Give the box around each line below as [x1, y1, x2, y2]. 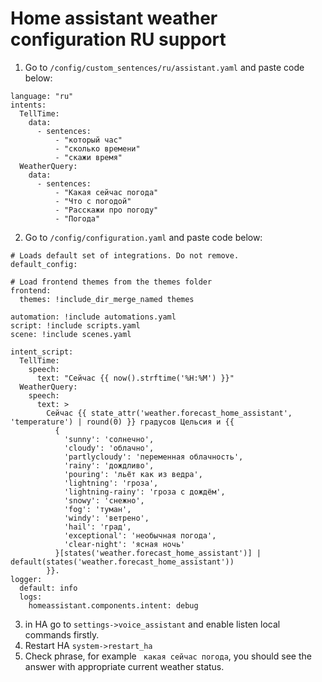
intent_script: [10, 347, 74, 357]
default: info [19, 583, 78, 593]
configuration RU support [10, 28, 227, 51]
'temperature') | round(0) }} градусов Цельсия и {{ [10, 417, 235, 427]
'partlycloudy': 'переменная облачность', [63, 452, 244, 462]
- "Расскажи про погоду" [54, 205, 159, 215]
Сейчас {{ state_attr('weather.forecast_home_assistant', [46, 408, 293, 418]
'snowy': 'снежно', [63, 495, 145, 506]
